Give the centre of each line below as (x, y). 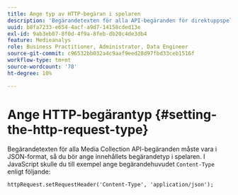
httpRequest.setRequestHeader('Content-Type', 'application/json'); (110, 185)
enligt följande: (29, 172)
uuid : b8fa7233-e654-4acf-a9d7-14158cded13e (74, 27)
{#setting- (186, 115)
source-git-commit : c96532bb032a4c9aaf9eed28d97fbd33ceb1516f (101, 54)
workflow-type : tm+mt (39, 60)
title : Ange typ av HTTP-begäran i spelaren (74, 14)
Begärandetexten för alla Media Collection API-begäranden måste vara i (112, 149)
